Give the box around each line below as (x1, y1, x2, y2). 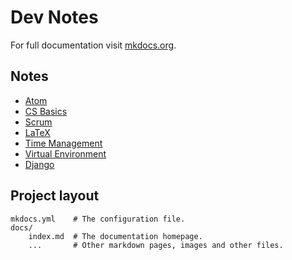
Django (24, 158, 55, 170)
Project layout (10, 187, 100, 205)
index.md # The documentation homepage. (28, 231, 203, 241)
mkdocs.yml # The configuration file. (10, 214, 186, 224)
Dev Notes (10, 6, 99, 29)
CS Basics (24, 105, 68, 117)
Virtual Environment (24, 147, 107, 160)
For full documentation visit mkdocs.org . (10, 39, 177, 51)
